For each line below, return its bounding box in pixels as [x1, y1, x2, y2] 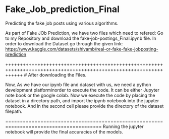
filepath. [5, 108, 23, 114]
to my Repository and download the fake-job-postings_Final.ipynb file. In [5, 35, 156, 41]
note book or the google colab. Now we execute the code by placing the [5, 92, 155, 98]
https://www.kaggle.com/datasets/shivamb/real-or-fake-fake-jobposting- [5, 46, 159, 52]
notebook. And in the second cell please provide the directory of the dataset [5, 103, 164, 109]
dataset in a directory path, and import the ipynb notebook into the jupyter [5, 97, 159, 104]
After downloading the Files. [28, 72, 87, 78]
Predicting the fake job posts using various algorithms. [5, 20, 119, 26]
